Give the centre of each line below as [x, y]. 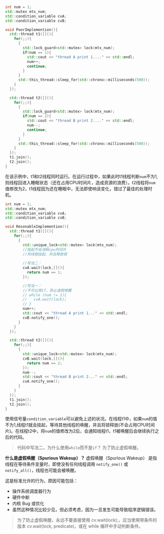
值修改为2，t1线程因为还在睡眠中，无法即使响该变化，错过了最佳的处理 [77, 189]
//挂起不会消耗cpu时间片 [45, 250]
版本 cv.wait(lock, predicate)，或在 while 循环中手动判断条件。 [80, 526]
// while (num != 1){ [45, 295]
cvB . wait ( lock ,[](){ [44, 359]
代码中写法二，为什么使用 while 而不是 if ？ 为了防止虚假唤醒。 [79, 448]
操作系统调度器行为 [32, 491]
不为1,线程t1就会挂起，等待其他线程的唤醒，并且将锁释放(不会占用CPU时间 [80, 425]
